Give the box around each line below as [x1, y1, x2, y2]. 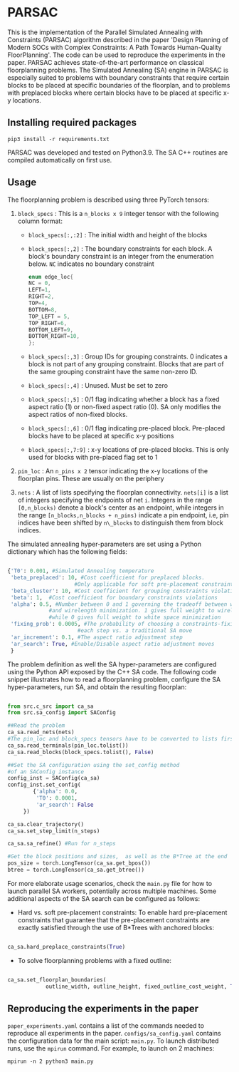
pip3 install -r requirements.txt [7, 135, 110, 143]
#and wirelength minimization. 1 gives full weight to [48, 607, 215, 614]
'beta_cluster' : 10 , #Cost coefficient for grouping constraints [10, 587, 208, 594]
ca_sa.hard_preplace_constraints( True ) [7, 943, 126, 950]
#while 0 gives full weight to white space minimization [48, 614, 221, 621]
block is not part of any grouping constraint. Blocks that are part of [28, 360, 224, 368]
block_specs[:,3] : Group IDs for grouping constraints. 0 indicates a [28, 352, 228, 361]
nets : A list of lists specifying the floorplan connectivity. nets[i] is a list [17, 488, 229, 497]
